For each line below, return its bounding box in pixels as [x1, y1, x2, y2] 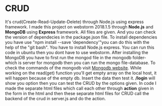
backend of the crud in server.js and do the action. [5, 95, 106, 101]
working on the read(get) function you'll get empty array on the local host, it [5, 70, 157, 76]
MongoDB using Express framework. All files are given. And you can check [5, 29, 156, 35]
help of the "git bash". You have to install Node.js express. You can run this [5, 44, 155, 50]
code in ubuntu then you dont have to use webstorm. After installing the [5, 49, 148, 55]
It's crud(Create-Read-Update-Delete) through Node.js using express [5, 19, 144, 25]
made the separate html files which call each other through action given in [5, 85, 154, 91]
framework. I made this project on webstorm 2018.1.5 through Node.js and [5, 24, 154, 29]
